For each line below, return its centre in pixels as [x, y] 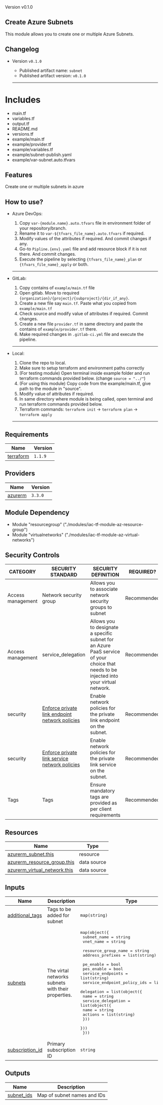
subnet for [102, 640]
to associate [104, 589]
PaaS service [105, 652]
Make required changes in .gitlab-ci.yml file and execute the [81, 334]
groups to [101, 607]
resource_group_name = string [116, 951]
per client [101, 809]
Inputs [15, 887]
